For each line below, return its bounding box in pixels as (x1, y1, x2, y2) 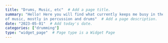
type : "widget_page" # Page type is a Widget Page (5, 30, 115, 35)
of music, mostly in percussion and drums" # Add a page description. (5, 16, 157, 21)
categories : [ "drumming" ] (5, 26, 59, 31)
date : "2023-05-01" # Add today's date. (5, 21, 93, 26)
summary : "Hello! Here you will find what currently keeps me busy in (5, 12, 155, 17)
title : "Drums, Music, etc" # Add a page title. (5, 7, 111, 12)
